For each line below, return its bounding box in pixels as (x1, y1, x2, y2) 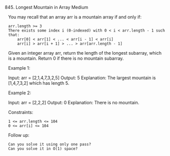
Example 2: (8, 90, 31, 96)
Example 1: (8, 65, 30, 71)
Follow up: (8, 132, 29, 138)
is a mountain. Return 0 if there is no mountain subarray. (8, 55, 124, 61)
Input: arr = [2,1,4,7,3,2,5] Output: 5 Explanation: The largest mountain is (8, 75, 156, 81)
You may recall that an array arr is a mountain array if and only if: (8, 14, 142, 20)
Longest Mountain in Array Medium (15, 5, 88, 10)
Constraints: (8, 109, 33, 115)
